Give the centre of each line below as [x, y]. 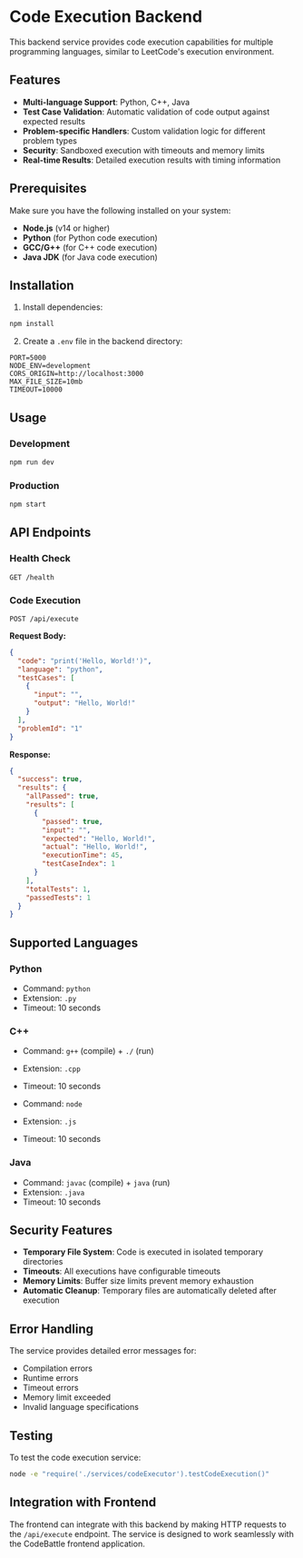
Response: [30, 754]
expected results [54, 121]
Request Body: [38, 635]
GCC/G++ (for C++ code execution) [90, 247]
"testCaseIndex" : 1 [79, 864]
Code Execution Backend [106, 17]
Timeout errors [50, 1388]
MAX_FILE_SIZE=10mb [46, 382]
